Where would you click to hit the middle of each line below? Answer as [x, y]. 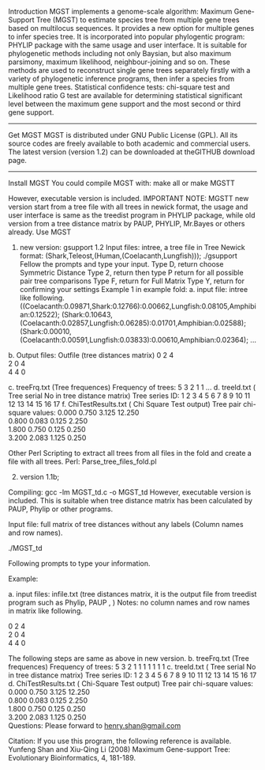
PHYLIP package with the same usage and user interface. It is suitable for [128, 45]
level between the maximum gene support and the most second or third [125, 104]
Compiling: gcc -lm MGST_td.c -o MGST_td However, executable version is [130, 492]
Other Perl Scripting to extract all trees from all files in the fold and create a [130, 453]
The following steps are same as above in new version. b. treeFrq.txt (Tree [129, 658]
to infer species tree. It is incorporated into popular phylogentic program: [127, 36]
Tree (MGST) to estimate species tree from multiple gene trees [138, 20]
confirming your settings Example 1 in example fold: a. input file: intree [134, 289]
